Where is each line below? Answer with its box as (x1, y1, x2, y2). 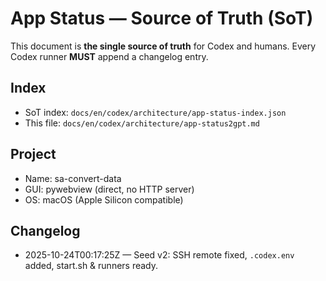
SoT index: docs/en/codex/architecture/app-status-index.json (24, 106, 287, 118)
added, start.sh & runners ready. (24, 260, 159, 272)
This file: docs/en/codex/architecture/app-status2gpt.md (24, 117, 260, 129)
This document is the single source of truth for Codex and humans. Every (10, 40, 317, 52)
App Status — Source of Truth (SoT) (10, 7, 314, 30)
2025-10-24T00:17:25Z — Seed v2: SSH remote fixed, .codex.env (24, 249, 295, 261)
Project (10, 146, 57, 163)
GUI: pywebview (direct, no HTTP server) (24, 183, 195, 195)
